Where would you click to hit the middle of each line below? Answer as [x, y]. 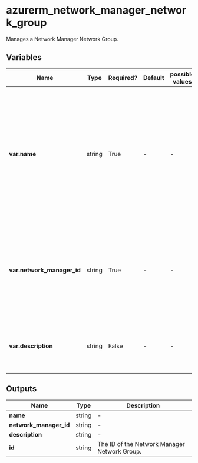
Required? [123, 78]
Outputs [22, 389]
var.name [23, 154]
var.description [31, 346]
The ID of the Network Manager [141, 444]
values [182, 81]
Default [154, 78]
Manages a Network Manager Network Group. [62, 39]
